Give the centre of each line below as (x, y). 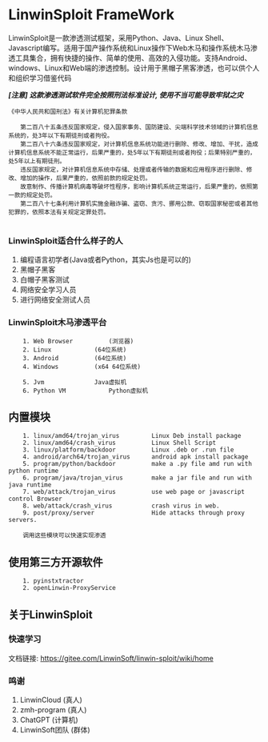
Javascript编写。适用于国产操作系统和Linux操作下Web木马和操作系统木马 (129, 48)
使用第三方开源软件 (56, 562)
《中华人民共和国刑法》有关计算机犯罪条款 (68, 111)
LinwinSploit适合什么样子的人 (66, 240)
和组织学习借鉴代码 (40, 78)
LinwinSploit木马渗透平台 (58, 323)
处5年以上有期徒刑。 (37, 161)
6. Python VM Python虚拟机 (86, 391)
